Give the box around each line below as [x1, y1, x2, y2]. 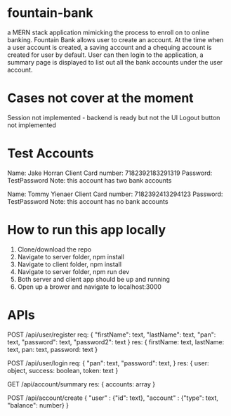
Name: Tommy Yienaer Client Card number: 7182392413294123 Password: [7, 190, 223, 198]
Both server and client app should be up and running [17, 275, 171, 283]
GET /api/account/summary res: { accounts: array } [7, 379, 156, 388]
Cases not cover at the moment [7, 90, 194, 106]
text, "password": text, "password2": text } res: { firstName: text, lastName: [7, 337, 225, 346]
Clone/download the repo [17, 245, 92, 254]
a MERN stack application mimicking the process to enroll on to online [7, 28, 209, 37]
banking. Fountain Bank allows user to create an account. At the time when [7, 35, 224, 44]
